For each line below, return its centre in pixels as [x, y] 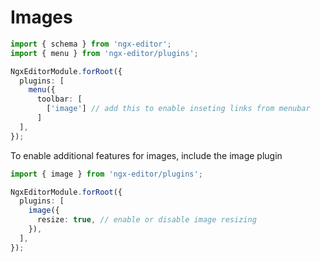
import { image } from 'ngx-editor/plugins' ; [106, 174]
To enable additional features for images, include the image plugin [146, 155]
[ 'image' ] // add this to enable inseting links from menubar [178, 109]
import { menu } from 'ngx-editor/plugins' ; [104, 53]
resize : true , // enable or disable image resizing [146, 220]
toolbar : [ [59, 99]
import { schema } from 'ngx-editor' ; [91, 44]
